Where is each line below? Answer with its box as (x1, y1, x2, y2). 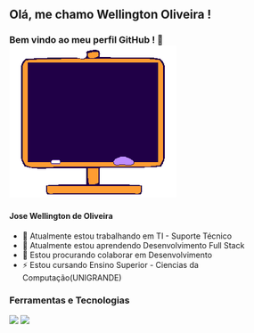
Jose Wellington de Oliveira (9, 210, 113, 221)
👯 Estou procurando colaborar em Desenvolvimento (21, 249, 212, 260)
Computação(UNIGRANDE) (21, 272, 122, 283)
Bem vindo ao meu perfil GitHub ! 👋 (9, 34, 164, 46)
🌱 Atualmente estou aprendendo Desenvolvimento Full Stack (21, 240, 245, 250)
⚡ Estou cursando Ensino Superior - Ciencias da (21, 259, 199, 270)
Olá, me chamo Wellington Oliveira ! (9, 7, 212, 22)
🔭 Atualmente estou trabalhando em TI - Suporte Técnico (21, 231, 233, 241)
